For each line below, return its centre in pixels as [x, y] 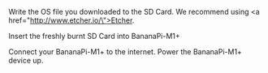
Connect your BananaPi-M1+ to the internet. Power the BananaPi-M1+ [125, 52]
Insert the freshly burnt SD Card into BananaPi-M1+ [94, 36]
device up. [26, 60]
